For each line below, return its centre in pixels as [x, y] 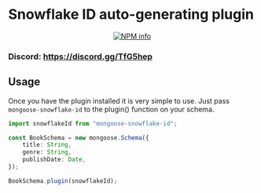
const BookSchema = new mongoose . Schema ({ [79, 138]
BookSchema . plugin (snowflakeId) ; [63, 181]
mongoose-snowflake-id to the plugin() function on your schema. [111, 109]
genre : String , [47, 152]
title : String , [47, 145]
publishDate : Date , [54, 160]
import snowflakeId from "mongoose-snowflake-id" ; [93, 123]
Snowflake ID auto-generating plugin [131, 15]
